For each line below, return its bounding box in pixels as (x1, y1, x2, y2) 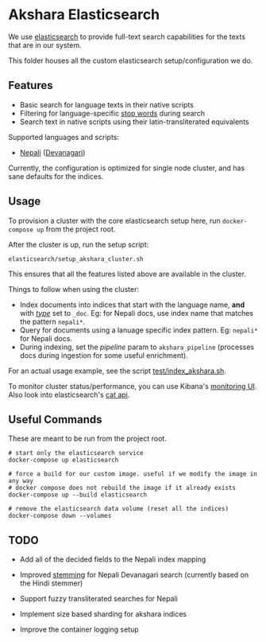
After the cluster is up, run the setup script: (8, 239, 149, 249)
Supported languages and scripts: (8, 132, 119, 142)
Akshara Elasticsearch (8, 6, 160, 24)
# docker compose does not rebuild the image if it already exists (8, 484, 237, 492)
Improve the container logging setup (19, 624, 139, 634)
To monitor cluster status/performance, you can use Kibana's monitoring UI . (8, 381, 257, 391)
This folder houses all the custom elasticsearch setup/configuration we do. (8, 56, 253, 65)
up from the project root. (37, 224, 116, 234)
